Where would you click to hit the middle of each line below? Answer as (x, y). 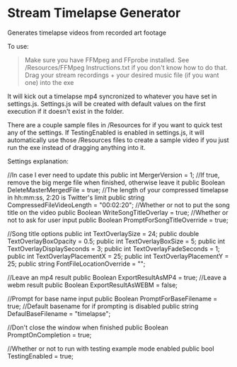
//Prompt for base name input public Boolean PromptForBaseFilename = (112, 298)
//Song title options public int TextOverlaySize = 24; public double (103, 233)
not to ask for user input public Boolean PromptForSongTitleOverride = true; (118, 220)
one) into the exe (49, 82)
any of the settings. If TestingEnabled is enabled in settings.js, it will (106, 132)
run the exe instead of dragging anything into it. (77, 147)
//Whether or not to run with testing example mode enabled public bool (111, 349)
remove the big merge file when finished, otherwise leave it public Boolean (116, 182)
